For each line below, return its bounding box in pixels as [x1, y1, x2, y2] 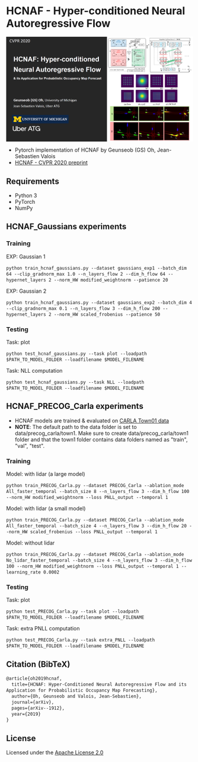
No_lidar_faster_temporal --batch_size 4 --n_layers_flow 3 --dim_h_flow [6, 558, 193, 564]
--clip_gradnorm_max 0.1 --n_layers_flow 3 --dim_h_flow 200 [6, 305, 161, 312]
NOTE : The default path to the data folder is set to [14, 423, 138, 430]
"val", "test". [14, 442, 45, 449]
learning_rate [6, 569, 41, 575]
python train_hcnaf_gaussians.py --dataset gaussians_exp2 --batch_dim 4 [6, 299, 193, 306]
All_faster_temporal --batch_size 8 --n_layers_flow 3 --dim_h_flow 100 [6, 489, 190, 495]
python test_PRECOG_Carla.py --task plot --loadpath [6, 609, 139, 614]
